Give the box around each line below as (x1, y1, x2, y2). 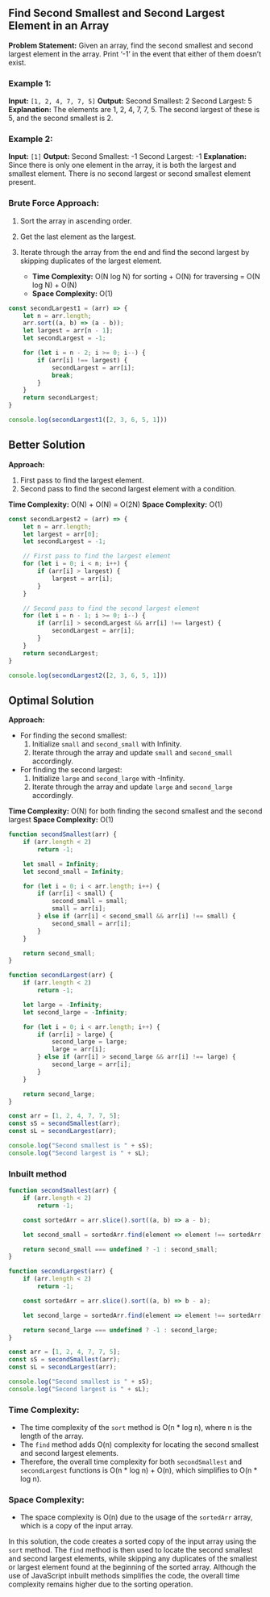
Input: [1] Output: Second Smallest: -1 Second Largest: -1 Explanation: (8, 152, 247, 161)
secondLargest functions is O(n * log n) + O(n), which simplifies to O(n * (19, 1465, 258, 1475)
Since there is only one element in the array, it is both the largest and (8, 161, 237, 170)
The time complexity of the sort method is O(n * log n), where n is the (19, 1423, 252, 1432)
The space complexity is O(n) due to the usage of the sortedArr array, (19, 1512, 253, 1522)
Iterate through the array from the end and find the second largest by (19, 247, 250, 257)
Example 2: (8, 133, 53, 144)
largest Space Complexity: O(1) (8, 815, 114, 825)
